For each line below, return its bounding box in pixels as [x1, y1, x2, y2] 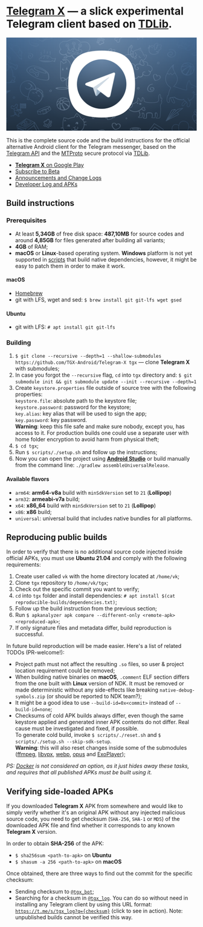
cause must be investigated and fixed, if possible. [14, 725, 139, 732]
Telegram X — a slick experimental [6, 4, 184, 18]
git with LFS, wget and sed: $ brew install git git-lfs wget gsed [14, 295, 182, 303]
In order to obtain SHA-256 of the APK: [6, 840, 105, 847]
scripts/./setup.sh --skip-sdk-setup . [14, 737, 112, 745]
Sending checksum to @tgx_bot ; [14, 888, 95, 896]
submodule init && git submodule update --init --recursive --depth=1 [14, 379, 197, 385]
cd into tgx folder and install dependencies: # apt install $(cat [14, 592, 176, 599]
